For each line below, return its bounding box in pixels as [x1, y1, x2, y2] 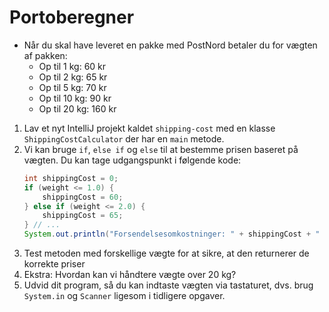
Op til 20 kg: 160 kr [38, 102, 117, 115]
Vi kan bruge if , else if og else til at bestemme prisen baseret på [23, 143, 299, 155]
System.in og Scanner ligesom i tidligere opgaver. [23, 290, 226, 302]
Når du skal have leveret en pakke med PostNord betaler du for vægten [23, 39, 318, 51]
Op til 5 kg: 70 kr [38, 81, 107, 93]
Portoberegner [9, 6, 135, 29]
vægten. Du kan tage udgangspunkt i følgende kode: [23, 154, 242, 166]
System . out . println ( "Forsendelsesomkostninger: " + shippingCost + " [23, 229, 321, 240]
